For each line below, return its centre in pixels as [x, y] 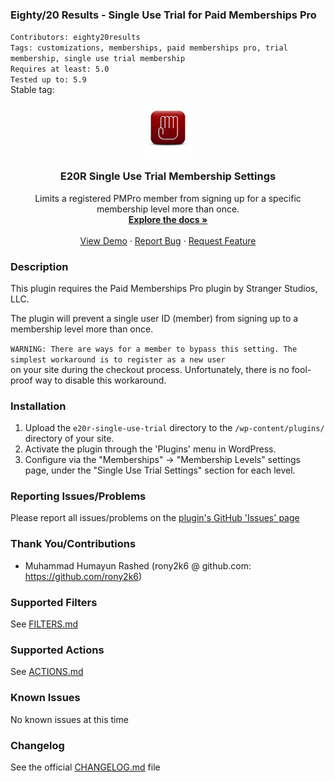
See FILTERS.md [44, 624]
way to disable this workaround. [100, 380]
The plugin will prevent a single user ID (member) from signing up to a [154, 318]
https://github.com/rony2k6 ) [83, 576]
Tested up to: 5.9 [48, 80]
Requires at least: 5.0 [60, 69]
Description [39, 266]
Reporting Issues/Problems [78, 496]
